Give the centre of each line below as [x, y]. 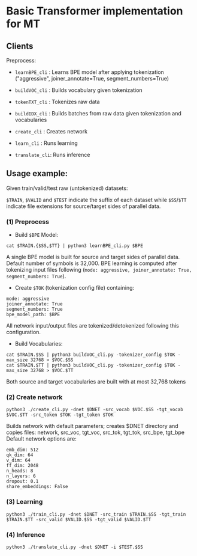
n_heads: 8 [20, 471]
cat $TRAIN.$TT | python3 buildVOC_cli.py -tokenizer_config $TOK [91, 365]
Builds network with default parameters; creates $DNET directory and [92, 426]
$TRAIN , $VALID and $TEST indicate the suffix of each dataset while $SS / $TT [96, 200]
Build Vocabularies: [39, 344]
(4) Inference [26, 534]
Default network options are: [41, 439]
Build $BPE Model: [37, 235]
